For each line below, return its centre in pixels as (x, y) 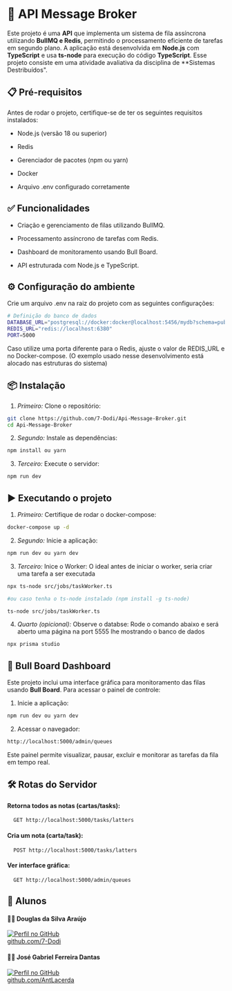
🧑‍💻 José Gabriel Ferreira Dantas (54, 957)
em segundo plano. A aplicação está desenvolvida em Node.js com (103, 48)
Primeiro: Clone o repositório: (59, 406)
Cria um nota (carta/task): (45, 835)
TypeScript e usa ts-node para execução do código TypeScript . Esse (107, 55)
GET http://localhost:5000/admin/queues (72, 880)
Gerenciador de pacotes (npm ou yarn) (73, 160)
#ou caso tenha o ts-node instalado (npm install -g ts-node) (98, 599)
